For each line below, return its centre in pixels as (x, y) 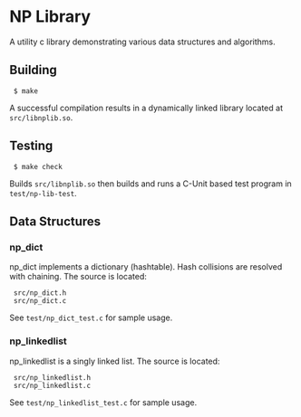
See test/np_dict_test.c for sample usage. (91, 317)
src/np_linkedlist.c (52, 385)
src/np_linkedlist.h (52, 377)
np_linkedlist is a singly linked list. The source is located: (115, 361)
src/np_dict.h (40, 293)
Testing (31, 146)
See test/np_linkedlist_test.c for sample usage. (103, 402)
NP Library (50, 17)
